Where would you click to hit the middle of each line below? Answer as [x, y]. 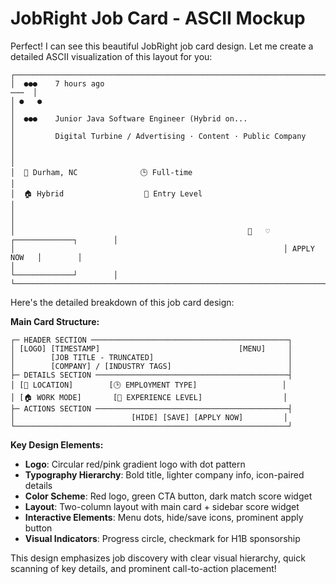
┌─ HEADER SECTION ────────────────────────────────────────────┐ [151, 340]
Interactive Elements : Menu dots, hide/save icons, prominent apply [164, 517]
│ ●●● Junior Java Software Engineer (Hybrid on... [129, 118]
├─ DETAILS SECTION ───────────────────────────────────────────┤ [151, 375]
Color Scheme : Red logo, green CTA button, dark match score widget [168, 496]
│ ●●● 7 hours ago [57, 83]
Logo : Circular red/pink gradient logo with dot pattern [135, 464]
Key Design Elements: [57, 444]
